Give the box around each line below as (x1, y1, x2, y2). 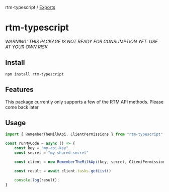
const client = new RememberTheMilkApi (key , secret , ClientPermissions (14, 159, 167, 164)
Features (5, 85, 34, 94)
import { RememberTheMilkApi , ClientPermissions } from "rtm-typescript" (5, 132, 163, 137)
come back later (5, 104, 39, 110)
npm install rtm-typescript (5, 71, 64, 77)
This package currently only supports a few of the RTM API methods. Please (5, 99, 164, 105)
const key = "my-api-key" (14, 146, 69, 151)
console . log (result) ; (14, 177, 59, 182)
